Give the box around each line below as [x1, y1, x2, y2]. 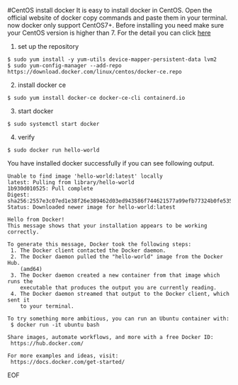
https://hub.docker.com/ [10, 340, 84, 347]
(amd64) [20, 265, 42, 272]
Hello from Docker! [7, 216, 65, 223]
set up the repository [17, 42, 79, 50]
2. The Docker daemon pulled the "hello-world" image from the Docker [10, 253, 223, 260]
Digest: [7, 191, 30, 198]
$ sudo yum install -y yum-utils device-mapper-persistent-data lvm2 [7, 56, 217, 63]
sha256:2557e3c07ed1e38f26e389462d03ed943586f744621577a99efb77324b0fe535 [7, 197, 233, 205]
